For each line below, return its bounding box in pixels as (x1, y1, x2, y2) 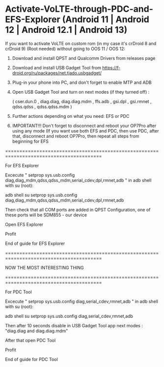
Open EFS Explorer (5, 221, 44, 227)
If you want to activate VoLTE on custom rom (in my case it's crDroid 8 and (5, 40, 157, 46)
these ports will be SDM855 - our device (5, 212, 87, 218)
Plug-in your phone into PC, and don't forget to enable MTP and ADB (12, 79, 152, 85)
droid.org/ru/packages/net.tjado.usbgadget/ (12, 70, 102, 76)
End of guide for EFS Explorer (5, 240, 65, 246)
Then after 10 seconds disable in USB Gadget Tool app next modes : (5, 322, 143, 328)
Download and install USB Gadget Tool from (12, 65, 102, 71)
